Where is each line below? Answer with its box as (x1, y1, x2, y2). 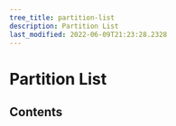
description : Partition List (9, 22, 119, 31)
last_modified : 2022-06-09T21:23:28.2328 (9, 30, 168, 39)
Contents (9, 104, 63, 120)
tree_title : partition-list (9, 13, 116, 22)
